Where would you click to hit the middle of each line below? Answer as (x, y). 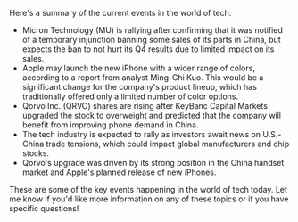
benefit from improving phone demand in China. (110, 125)
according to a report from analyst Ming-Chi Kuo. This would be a (143, 78)
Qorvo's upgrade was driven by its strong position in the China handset (153, 163)
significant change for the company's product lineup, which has (139, 87)
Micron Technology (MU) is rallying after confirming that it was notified (152, 30)
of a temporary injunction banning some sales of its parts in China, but (151, 40)
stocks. (36, 153)
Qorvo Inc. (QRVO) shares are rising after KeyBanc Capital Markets (145, 106)
